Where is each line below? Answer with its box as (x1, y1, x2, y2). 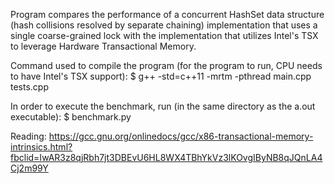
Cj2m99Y (10, 162, 49, 174)
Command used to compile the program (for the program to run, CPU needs (10, 60, 323, 71)
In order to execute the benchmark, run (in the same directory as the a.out (10, 100, 316, 112)
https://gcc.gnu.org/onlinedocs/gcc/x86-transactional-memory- (48, 130, 314, 142)
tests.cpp (10, 81, 50, 93)
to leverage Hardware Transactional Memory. (10, 40, 197, 52)
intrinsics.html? (10, 141, 73, 153)
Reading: (10, 130, 47, 142)
